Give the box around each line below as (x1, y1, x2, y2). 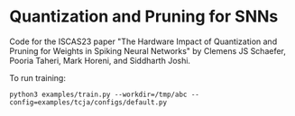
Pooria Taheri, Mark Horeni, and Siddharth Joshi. (9, 55, 191, 66)
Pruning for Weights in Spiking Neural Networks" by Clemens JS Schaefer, (9, 45, 287, 56)
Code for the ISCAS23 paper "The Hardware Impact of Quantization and (9, 36, 278, 47)
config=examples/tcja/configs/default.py (9, 97, 168, 107)
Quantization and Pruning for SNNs (9, 6, 279, 27)
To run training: (9, 72, 66, 83)
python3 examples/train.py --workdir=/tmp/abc (9, 90, 188, 99)
